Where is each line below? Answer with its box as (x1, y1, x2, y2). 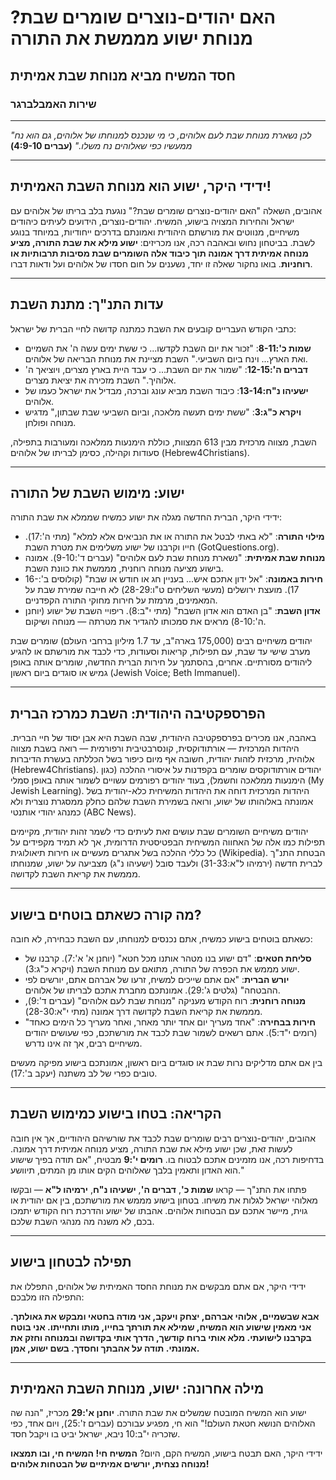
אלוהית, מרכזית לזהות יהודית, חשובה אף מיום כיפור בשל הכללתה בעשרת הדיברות (10, 753, 315, 765)
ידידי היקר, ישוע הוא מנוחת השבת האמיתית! (10, 178, 272, 195)
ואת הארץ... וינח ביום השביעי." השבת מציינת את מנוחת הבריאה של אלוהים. (24, 352, 308, 365)
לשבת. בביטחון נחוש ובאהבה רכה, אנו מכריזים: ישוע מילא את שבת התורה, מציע (10, 236, 316, 248)
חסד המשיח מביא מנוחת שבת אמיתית (10, 67, 236, 84)
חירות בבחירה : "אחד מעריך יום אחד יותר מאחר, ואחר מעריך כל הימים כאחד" (24, 1016, 317, 1028)
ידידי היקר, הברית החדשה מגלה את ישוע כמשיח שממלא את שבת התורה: (10, 511, 283, 523)
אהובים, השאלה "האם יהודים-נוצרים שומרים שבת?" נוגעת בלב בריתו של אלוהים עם (10, 204, 323, 216)
